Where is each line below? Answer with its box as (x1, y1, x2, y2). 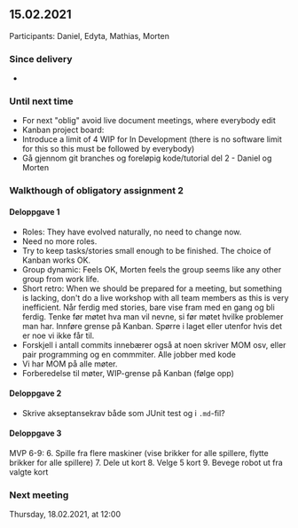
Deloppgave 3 (9, 428, 62, 438)
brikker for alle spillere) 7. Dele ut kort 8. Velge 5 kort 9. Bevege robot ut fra (9, 457, 284, 468)
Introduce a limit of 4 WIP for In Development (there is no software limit (21, 134, 282, 145)
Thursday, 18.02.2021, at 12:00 (9, 509, 122, 520)
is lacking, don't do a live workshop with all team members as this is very (21, 292, 289, 303)
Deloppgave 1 (9, 206, 60, 217)
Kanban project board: (21, 124, 105, 136)
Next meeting (9, 488, 69, 500)
